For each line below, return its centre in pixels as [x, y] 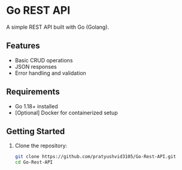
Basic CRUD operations [44, 60]
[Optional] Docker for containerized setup [66, 113]
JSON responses [36, 66]
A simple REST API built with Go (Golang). [58, 27]
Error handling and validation [51, 73]
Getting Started [36, 131]
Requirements [33, 92]
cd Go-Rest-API [34, 162]
